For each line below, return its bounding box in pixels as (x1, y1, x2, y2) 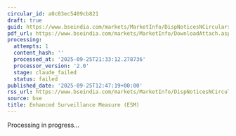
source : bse (7, 95, 42, 102)
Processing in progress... (7, 121, 79, 129)
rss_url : (7, 88, 33, 95)
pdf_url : (7, 29, 33, 37)
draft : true (7, 17, 42, 24)
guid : (7, 23, 23, 30)
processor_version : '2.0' (13, 62, 90, 69)
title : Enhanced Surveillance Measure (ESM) (7, 102, 140, 109)
